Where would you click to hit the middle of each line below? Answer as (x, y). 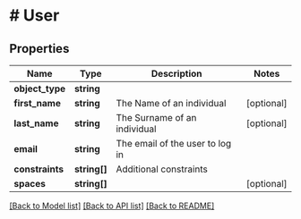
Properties (39, 49)
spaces (30, 184)
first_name (37, 103)
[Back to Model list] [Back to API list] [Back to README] (112, 206)
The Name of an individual (171, 103)
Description (176, 74)
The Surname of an (156, 118)
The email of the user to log (174, 143)
